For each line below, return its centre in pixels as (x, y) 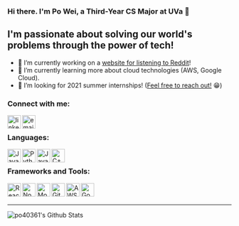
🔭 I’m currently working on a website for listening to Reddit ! (104, 63)
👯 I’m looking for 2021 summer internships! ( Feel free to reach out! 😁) (120, 85)
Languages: (28, 137)
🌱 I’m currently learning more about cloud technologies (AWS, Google (119, 70)
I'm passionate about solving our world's (100, 34)
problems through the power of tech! (91, 45)
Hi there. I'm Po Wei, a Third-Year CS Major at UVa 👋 (99, 11)
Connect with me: (39, 104)
